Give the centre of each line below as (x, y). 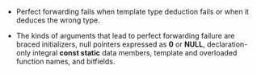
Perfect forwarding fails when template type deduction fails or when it (132, 12)
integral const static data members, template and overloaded (135, 53)
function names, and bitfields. (65, 61)
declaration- (227, 44)
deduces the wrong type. (58, 20)
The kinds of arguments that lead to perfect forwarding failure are (125, 36)
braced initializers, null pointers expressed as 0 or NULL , (110, 44)
